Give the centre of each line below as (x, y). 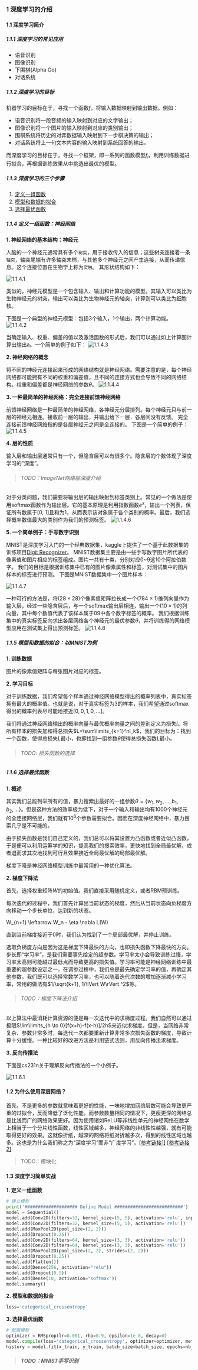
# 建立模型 (18, 1202)
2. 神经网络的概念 (27, 357)
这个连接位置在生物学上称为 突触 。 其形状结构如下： (78, 267)
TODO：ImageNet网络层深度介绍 (61, 478)
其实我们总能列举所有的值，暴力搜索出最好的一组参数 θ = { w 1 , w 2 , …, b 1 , (92, 802)
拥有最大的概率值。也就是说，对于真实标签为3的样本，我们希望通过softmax (98, 704)
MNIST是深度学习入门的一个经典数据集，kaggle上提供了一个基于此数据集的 (98, 545)
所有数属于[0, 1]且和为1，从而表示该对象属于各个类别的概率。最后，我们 (98, 512)
